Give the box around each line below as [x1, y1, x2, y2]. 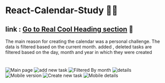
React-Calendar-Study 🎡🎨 [5, 5, 118, 16]
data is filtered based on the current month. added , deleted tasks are [5, 44, 152, 50]
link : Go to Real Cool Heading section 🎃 [5, 25, 134, 34]
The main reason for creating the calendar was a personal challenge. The [5, 38, 160, 44]
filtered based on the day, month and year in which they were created [5, 49, 152, 55]
